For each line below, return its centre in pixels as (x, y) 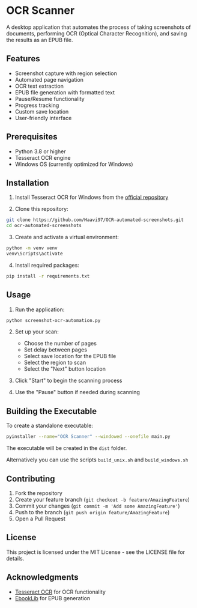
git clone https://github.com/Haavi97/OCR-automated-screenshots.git (95, 220)
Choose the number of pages (60, 344)
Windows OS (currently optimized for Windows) (74, 164)
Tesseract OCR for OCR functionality (60, 592)
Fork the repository (39, 493)
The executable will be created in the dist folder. (67, 448)
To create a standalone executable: (50, 426)
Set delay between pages (55, 350)
